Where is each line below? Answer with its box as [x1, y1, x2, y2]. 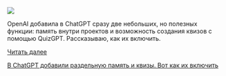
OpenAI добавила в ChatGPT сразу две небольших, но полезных [7, 20, 198, 28]
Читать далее [7, 48, 47, 56]
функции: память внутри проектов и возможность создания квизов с [7, 27, 212, 35]
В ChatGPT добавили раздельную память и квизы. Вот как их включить [7, 61, 219, 69]
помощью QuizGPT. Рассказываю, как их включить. [7, 35, 161, 42]
